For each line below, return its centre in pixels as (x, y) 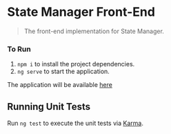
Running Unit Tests (49, 107)
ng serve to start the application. (63, 71)
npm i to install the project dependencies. (76, 64)
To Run (19, 49)
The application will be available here (60, 85)
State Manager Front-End (81, 12)
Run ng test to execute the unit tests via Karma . (75, 123)
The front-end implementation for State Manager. (94, 31)
